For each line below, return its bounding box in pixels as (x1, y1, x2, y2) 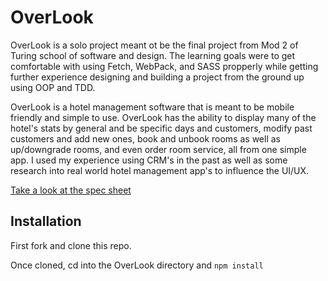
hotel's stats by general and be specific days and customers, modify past (10, 122, 313, 134)
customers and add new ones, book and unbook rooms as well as (10, 132, 281, 145)
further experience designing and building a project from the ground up (10, 71, 305, 83)
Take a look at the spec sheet (10, 184, 132, 196)
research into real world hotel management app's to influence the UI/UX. (10, 164, 310, 176)
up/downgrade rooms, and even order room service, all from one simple (10, 143, 307, 155)
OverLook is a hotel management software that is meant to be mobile (10, 101, 295, 113)
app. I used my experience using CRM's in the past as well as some (10, 154, 288, 166)
